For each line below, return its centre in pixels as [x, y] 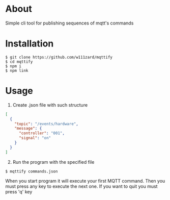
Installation [30, 44]
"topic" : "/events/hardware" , [47, 124]
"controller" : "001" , [42, 133]
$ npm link [17, 70]
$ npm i [13, 66]
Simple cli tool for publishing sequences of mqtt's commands [69, 23]
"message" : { [28, 129]
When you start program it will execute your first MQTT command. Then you [85, 181]
